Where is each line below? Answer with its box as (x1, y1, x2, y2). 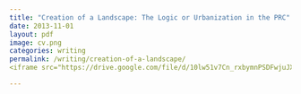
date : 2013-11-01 (9, 21, 74, 30)
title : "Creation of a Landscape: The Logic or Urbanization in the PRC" (9, 13, 291, 22)
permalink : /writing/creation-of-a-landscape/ (9, 55, 186, 64)
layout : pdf (9, 30, 54, 38)
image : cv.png (9, 38, 63, 47)
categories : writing (9, 47, 87, 56)
